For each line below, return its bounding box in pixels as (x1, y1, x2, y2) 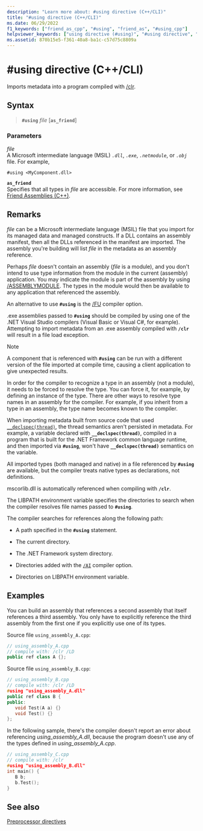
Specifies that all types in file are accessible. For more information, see (7, 185, 183, 193)
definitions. (7, 473, 35, 480)
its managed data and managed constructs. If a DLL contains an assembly (7, 232, 191, 239)
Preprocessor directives (7, 818, 66, 825)
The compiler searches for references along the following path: (7, 515, 164, 522)
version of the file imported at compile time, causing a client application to (7, 361, 191, 368)
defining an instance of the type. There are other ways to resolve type (7, 392, 181, 399)
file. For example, (7, 158, 50, 165)
